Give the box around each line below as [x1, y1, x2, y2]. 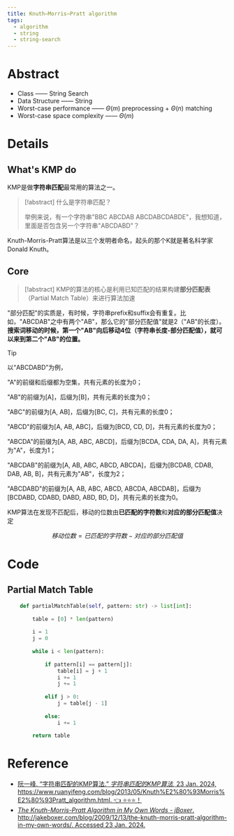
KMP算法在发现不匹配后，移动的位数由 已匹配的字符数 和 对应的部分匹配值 [7, 507, 217, 516]
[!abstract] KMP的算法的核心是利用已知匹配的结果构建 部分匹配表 [24, 285, 211, 293]
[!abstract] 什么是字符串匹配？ [24, 198, 112, 207]
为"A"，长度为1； [7, 446, 57, 454]
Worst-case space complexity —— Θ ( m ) [17, 112, 134, 120]
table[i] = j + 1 [57, 667, 108, 674]
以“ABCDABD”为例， [7, 363, 67, 371]
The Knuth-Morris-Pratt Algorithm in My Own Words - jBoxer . [17, 806, 194, 814]
